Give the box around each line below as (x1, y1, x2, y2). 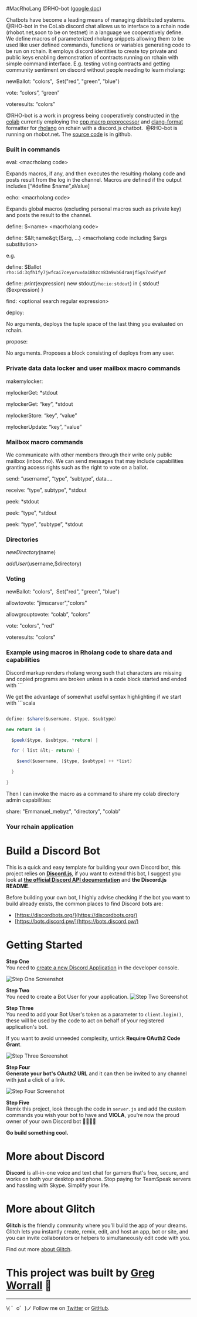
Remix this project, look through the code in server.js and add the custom (6, 1105, 186, 1112)
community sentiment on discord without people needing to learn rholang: (6, 66, 186, 73)
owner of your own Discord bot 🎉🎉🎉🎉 (6, 1118, 97, 1125)
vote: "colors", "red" (6, 622, 55, 629)
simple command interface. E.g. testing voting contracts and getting (6, 60, 170, 67)
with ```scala (6, 699, 36, 706)
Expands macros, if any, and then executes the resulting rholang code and (6, 170, 186, 177)
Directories (6, 535, 39, 544)
